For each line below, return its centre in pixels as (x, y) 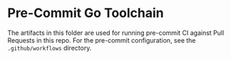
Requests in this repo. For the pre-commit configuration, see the (102, 40)
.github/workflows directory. (50, 48)
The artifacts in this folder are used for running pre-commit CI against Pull (116, 33)
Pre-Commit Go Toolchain (86, 13)
